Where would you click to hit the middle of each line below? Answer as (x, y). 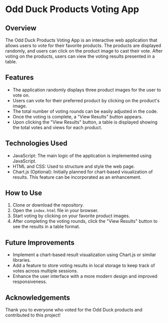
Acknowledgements (38, 297)
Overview (21, 28)
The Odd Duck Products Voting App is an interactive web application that (81, 40)
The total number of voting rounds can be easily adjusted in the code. (85, 111)
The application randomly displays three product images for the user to (87, 90)
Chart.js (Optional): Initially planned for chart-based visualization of (82, 172)
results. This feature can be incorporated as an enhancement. (77, 177)
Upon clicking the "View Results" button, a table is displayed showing (85, 122)
